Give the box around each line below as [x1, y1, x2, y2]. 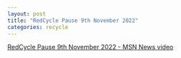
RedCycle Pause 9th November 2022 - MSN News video [7, 43, 174, 52]
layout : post [7, 10, 46, 18]
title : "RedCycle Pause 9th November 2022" [7, 17, 139, 24]
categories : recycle [7, 23, 69, 30]
